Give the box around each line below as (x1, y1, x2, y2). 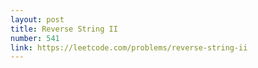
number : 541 (10, 33, 60, 43)
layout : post (10, 14, 65, 25)
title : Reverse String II (10, 24, 118, 34)
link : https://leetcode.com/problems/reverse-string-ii (10, 42, 248, 53)
